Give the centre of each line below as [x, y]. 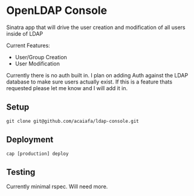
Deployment [30, 140]
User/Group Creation [41, 57]
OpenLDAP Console [57, 11]
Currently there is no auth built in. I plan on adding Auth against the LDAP [97, 75]
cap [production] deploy [37, 154]
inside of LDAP [25, 33]
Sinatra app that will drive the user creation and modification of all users [96, 27]
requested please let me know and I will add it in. [67, 88]
